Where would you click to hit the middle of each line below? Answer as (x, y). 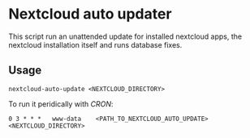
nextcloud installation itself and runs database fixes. (95, 44)
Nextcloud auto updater (90, 14)
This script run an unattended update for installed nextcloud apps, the (125, 36)
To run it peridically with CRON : (61, 104)
